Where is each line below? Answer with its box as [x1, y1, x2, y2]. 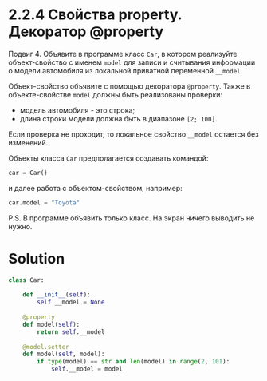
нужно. [8, 221, 33, 231]
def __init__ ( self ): [22, 291, 91, 299]
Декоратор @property [8, 22, 164, 41]
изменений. [8, 137, 49, 147]
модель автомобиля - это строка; [19, 105, 135, 115]
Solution [8, 249, 65, 268]
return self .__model [37, 327, 105, 336]
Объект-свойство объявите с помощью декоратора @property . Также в [8, 81, 251, 91]
